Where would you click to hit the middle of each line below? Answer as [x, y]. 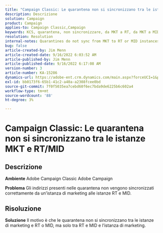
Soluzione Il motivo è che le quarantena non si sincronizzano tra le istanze [80, 220]
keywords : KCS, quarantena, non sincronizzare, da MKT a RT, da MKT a [78, 32]
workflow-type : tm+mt [27, 91]
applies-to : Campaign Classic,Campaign [45, 28]
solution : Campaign [25, 18]
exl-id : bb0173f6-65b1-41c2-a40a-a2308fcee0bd [53, 82]
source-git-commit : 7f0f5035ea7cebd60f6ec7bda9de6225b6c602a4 [69, 86]
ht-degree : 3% [19, 100]
